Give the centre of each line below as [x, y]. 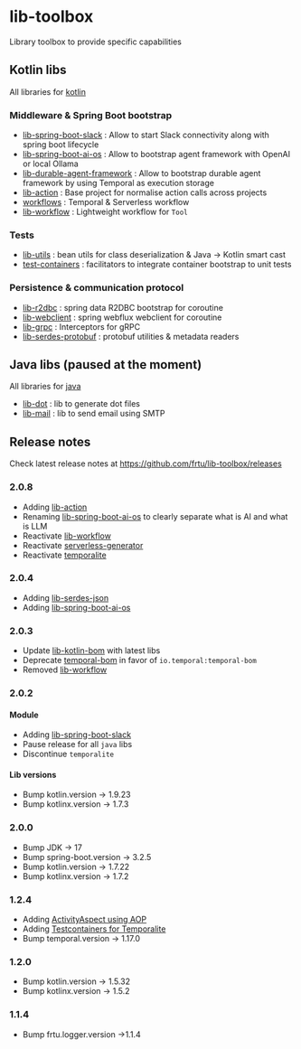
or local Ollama [50, 164]
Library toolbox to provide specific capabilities [96, 42]
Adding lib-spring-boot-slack [77, 735]
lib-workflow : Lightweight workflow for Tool [105, 212]
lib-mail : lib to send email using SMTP [94, 414]
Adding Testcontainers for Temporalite [94, 929]
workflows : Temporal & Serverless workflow [106, 202]
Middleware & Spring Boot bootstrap [91, 115]
